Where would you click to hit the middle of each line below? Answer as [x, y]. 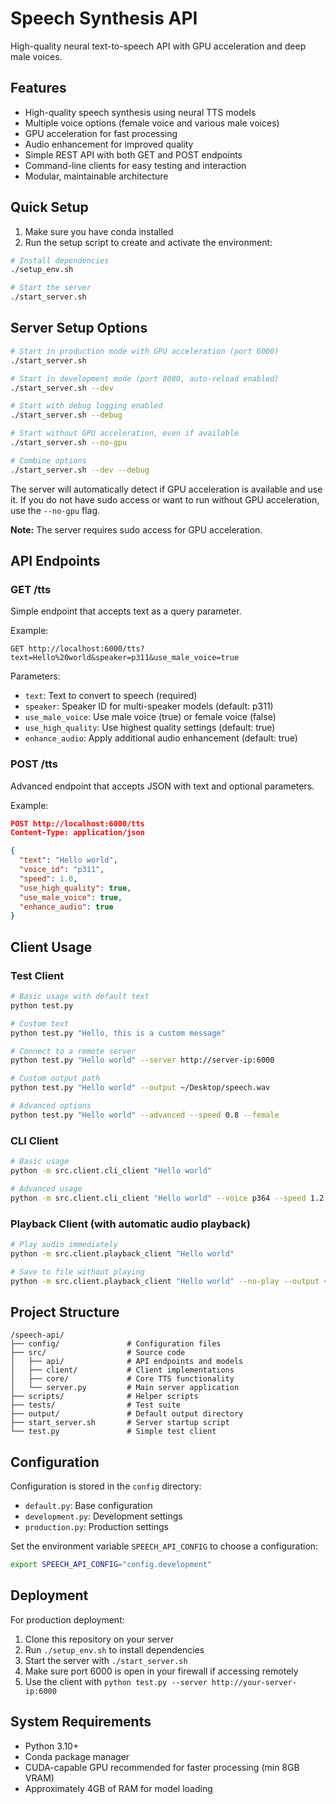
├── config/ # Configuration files [116, 1344]
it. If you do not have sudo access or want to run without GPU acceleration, [165, 499]
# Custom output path [55, 1078]
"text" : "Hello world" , [68, 860]
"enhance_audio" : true [66, 907]
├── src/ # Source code [98, 1353]
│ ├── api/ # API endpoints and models [127, 1362]
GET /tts [31, 589]
